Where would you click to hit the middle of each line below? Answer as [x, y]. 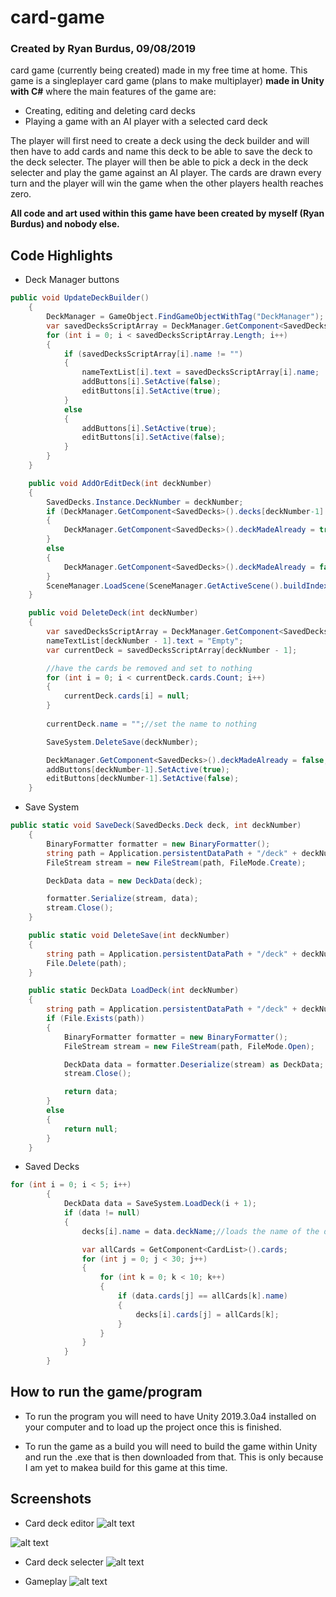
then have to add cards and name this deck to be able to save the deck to [161, 152]
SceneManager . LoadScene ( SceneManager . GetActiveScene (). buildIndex [187, 586]
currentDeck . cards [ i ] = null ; [126, 696]
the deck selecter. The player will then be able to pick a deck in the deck [159, 162]
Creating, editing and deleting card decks [110, 111]
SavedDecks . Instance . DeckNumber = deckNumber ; [145, 502]
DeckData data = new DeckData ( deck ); [124, 881]
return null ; [90, 1129]
